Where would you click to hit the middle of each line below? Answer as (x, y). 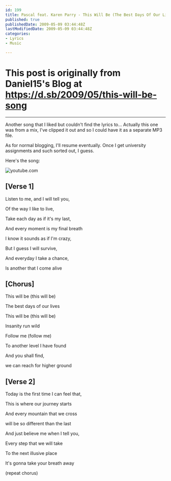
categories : (18, 34)
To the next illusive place (31, 453)
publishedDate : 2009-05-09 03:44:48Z (45, 24)
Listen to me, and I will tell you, (38, 199)
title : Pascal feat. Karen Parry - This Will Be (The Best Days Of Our (83, 15)
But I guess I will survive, (31, 248)
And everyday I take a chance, (37, 258)
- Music (13, 43)
